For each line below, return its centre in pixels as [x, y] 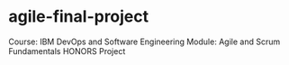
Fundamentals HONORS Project [67, 51]
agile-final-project [79, 17]
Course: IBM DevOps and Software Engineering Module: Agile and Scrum [144, 42]
